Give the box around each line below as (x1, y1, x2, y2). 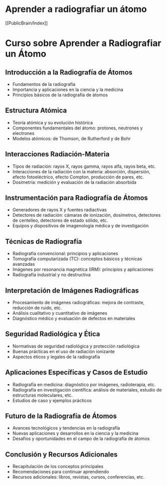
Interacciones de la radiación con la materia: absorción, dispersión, (12, 168, 151, 174)
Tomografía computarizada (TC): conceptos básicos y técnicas (12, 256, 142, 262)
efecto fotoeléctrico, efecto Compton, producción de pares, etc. (12, 174, 144, 180)
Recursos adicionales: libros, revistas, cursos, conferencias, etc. (12, 474, 145, 480)
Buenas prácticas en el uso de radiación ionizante (12, 348, 115, 354)
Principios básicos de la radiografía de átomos (12, 91, 108, 98)
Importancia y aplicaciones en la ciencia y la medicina (12, 86, 124, 92)
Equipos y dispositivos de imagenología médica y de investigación (12, 223, 149, 229)
